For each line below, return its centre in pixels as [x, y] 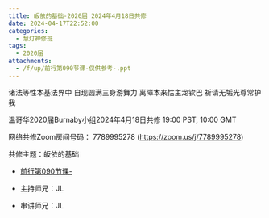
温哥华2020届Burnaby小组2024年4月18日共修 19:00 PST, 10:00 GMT [122, 119]
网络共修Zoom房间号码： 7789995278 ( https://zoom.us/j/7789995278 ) [126, 136]
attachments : [30, 61]
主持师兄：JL [42, 188]
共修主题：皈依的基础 [43, 153]
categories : [28, 31]
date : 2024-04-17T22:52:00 [54, 23]
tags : [17, 46]
